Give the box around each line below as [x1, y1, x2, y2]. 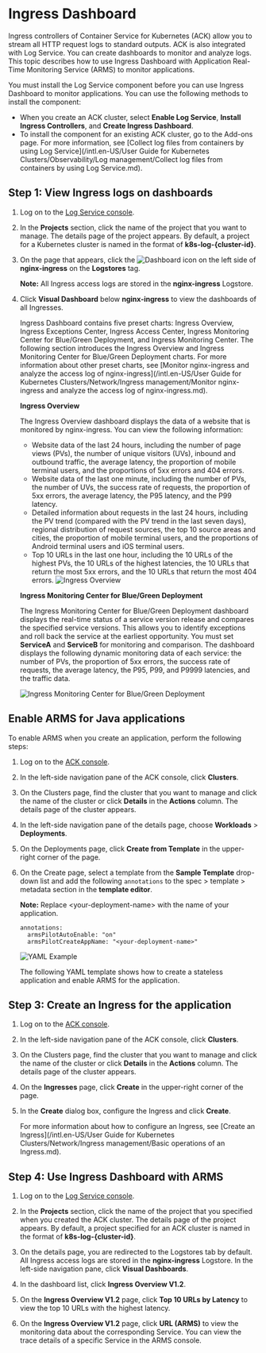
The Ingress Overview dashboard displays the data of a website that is [19, 416, 251, 426]
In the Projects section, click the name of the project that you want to [19, 222, 247, 232]
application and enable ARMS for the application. [19, 975, 180, 985]
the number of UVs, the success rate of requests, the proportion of [31, 482, 251, 492]
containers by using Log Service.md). [19, 163, 143, 172]
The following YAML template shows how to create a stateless [19, 967, 224, 976]
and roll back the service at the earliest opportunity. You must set [19, 631, 234, 640]
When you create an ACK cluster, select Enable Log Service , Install [19, 112, 241, 122]
